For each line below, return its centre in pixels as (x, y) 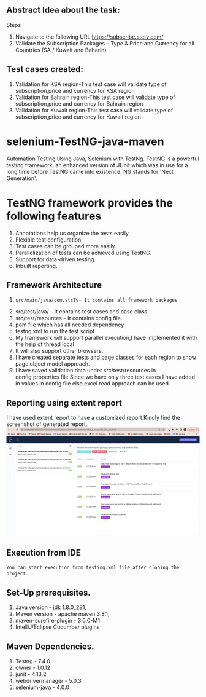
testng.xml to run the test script (55, 331)
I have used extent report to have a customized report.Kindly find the (93, 418)
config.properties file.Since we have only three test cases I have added (105, 377)
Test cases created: (45, 69)
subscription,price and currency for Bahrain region (79, 103)
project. (17, 574)
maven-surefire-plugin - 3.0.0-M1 (57, 621)
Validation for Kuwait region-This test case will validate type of (94, 110)
